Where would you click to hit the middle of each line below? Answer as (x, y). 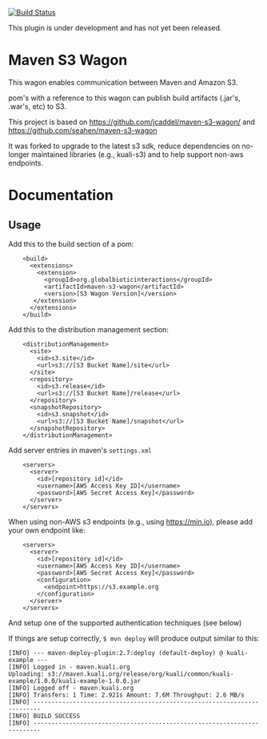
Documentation (61, 195)
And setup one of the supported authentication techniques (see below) (125, 623)
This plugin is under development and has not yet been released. (115, 28)
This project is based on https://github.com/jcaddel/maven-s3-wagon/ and (132, 122)
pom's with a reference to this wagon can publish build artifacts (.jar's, (125, 98)
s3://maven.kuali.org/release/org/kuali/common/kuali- (141, 674)
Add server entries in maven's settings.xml (80, 450)
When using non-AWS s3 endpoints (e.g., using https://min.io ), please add (131, 521)
